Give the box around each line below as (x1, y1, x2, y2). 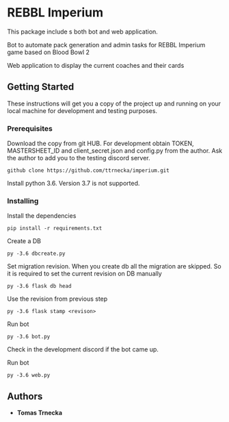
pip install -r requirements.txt (7, 225, 103, 232)
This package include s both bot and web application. (7, 27, 159, 36)
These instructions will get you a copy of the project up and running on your (7, 99, 221, 108)
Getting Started (7, 81, 75, 93)
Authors (7, 390, 43, 402)
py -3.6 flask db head (7, 283, 72, 290)
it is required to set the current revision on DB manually (7, 269, 162, 278)
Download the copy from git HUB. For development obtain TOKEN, (7, 139, 194, 148)
